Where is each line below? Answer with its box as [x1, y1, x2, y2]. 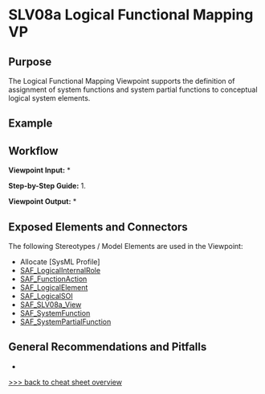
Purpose [8, 55, 52, 68]
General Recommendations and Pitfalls [8, 340, 207, 354]
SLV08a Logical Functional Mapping [8, 6, 254, 24]
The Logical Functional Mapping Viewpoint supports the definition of [8, 77, 235, 85]
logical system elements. [8, 93, 91, 102]
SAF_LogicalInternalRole [19, 266, 101, 276]
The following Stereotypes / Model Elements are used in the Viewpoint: [8, 242, 243, 251]
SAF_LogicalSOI [19, 292, 74, 301]
